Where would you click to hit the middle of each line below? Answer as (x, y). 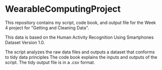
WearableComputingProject (63, 9)
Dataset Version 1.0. (25, 42)
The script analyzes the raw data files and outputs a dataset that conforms (80, 52)
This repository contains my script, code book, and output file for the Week (81, 23)
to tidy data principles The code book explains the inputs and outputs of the (81, 57)
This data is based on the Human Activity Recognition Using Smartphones (79, 37)
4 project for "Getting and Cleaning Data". (47, 27)
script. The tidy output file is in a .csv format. (50, 62)
